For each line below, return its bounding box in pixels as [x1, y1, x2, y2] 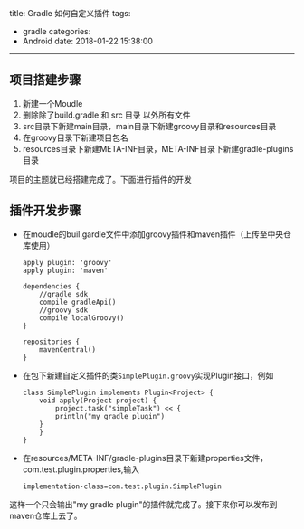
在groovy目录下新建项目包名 [22, 132, 128, 143]
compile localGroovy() [39, 313, 125, 323]
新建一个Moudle [22, 98, 83, 109]
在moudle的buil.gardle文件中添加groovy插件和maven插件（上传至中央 [22, 229, 283, 240]
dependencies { [22, 281, 81, 291]
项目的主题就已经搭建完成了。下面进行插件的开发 [9, 174, 192, 184]
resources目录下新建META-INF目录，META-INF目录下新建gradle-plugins [22, 143, 294, 154]
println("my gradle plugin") [55, 411, 166, 420]
